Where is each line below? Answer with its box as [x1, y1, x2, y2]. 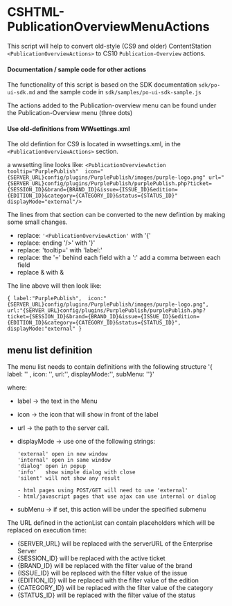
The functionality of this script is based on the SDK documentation [7, 80, 197, 89]
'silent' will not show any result [17, 475, 121, 482]
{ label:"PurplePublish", [7, 295, 82, 302]
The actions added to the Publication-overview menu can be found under [7, 101, 217, 110]
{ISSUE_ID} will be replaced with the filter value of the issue [17, 569, 188, 578]
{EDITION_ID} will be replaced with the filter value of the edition [17, 576, 199, 585]
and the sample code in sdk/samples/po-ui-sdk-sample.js [37, 88, 202, 96]
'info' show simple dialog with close [17, 469, 136, 476]
